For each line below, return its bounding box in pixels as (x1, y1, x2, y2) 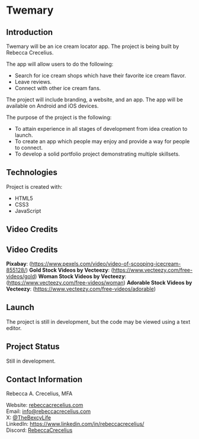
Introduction (6, 27, 53, 37)
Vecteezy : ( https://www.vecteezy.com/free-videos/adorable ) (6, 285, 156, 293)
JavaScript (14, 207, 41, 214)
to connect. (14, 144, 43, 151)
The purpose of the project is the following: (6, 114, 112, 121)
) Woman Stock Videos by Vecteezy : (34, 273, 127, 280)
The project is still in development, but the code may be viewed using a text (6, 318, 191, 325)
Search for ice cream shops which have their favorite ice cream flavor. (14, 72, 187, 79)
